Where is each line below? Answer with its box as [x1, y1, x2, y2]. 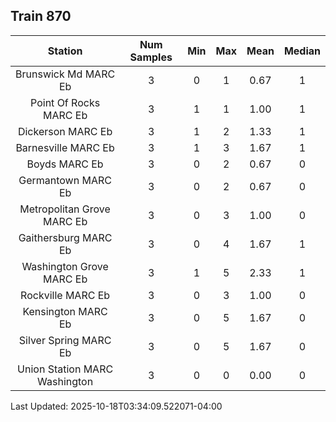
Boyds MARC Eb [26, 157, 104, 171]
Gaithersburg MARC [18, 230, 113, 244]
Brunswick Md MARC [15, 67, 116, 81]
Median [283, 44, 321, 58]
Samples [129, 50, 173, 64]
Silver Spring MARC [18, 333, 112, 347]
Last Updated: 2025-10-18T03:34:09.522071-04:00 [10, 400, 223, 412]
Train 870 [10, 8, 72, 25]
